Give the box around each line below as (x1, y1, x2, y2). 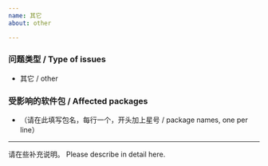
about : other (8, 19, 52, 27)
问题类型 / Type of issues (8, 53, 106, 65)
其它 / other (19, 73, 58, 83)
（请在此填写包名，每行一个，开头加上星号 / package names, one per (19, 115, 249, 125)
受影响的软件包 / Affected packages (8, 95, 148, 106)
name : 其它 (8, 11, 42, 20)
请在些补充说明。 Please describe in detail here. (8, 149, 166, 160)
